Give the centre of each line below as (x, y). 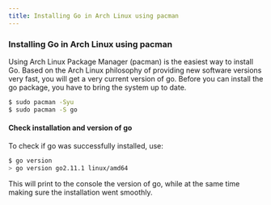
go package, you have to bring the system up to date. (97, 87)
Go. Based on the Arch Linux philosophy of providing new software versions (135, 70)
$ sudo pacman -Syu (41, 102)
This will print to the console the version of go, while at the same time (124, 183)
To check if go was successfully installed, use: (86, 145)
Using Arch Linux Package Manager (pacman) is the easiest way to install (131, 61)
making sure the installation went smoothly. (80, 192)
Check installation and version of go (70, 128)
